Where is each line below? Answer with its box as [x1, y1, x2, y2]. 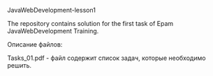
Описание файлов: [7, 40, 63, 48]
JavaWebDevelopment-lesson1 [7, 6, 96, 14]
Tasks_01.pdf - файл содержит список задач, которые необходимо [7, 54, 206, 62]
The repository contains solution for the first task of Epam [7, 20, 174, 27]
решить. [7, 61, 32, 69]
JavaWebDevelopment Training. [7, 27, 99, 35]
